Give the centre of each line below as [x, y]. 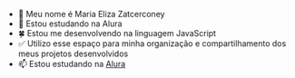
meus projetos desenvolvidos [73, 54]
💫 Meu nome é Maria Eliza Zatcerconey [91, 14]
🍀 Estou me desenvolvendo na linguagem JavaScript [117, 33]
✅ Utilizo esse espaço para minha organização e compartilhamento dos [152, 44]
